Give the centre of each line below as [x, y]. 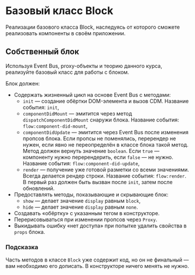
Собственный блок [42, 52]
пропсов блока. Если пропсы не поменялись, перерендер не [99, 138]
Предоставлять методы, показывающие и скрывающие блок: [91, 194]
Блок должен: [23, 83]
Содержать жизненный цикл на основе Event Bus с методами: [92, 94]
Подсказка [22, 247]
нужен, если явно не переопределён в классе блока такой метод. [105, 144]
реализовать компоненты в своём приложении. [66, 33]
